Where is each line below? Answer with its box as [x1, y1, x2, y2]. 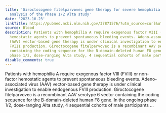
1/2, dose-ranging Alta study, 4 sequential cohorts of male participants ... [5, 102, 154, 108]
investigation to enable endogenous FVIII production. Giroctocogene [5, 86, 144, 92]
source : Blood [5, 26, 35, 30]
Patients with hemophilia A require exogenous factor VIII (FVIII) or [5, 71, 138, 77]
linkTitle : [5, 21, 28, 26]
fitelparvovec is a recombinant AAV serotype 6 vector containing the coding [5, 92, 160, 98]
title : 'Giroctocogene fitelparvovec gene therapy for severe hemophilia [5, 7, 161, 12]
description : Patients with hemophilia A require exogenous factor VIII [5, 30, 158, 35]
